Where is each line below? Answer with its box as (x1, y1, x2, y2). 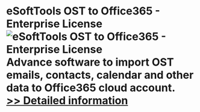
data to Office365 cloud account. (6, 81, 176, 95)
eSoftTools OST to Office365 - (6, 4, 161, 18)
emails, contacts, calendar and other (6, 68, 194, 82)
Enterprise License (6, 17, 102, 31)
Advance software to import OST (6, 55, 174, 69)
